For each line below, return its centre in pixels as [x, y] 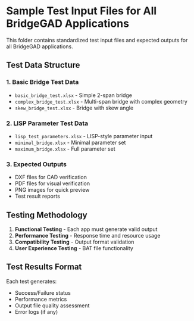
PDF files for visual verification [52, 183]
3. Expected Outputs [37, 164]
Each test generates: [32, 281]
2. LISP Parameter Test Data [47, 123]
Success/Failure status [43, 292]
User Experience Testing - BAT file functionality [74, 248]
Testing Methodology [47, 215]
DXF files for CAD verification [51, 177]
